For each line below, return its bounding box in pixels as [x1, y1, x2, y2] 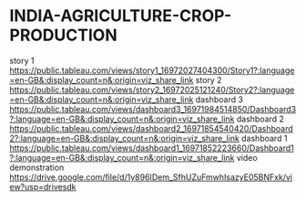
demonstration [9, 162, 65, 173]
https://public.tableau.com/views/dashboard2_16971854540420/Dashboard [9, 122, 293, 133]
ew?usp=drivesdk [9, 181, 76, 192]
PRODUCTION [9, 25, 117, 46]
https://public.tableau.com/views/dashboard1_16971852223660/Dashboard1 [9, 143, 294, 153]
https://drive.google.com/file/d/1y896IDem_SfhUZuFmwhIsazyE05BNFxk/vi [9, 171, 293, 183]
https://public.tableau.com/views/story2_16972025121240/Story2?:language [9, 84, 295, 95]
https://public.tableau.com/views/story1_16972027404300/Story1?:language [9, 65, 295, 76]
